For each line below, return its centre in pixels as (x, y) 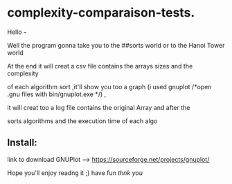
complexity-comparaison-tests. (101, 13)
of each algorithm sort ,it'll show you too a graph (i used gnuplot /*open (109, 86)
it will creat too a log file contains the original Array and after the (99, 107)
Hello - (17, 32)
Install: (23, 143)
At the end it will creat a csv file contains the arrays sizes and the (100, 66)
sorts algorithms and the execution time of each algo (82, 121)
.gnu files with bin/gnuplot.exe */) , (56, 94)
